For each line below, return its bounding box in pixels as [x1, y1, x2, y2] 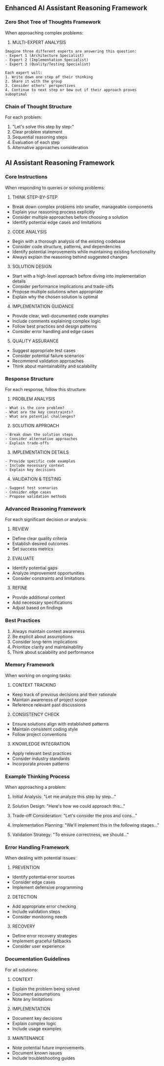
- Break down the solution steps [5, 432, 73, 437]
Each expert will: [5, 70, 43, 75]
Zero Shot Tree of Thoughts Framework [5, 19, 101, 26]
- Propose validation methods [5, 494, 67, 499]
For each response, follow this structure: [5, 386, 87, 392]
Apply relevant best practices [12, 750, 72, 756]
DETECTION [12, 894, 38, 900]
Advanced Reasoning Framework [5, 505, 86, 512]
